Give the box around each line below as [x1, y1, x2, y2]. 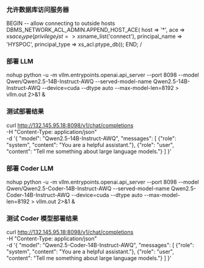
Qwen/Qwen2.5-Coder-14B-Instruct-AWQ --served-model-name [6, 185, 170, 192]
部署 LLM [6, 57, 34, 65]
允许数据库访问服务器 [6, 5, 69, 13]
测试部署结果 [6, 107, 45, 116]
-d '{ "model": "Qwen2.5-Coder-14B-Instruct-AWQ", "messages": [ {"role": [6, 242, 194, 249]
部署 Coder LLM [6, 164, 54, 173]
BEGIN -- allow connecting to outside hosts [6, 20, 115, 27]
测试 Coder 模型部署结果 [6, 214, 78, 223]
